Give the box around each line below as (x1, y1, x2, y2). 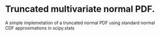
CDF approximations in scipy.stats (5, 25, 75, 31)
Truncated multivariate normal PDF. (5, 3, 155, 15)
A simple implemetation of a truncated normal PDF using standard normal (5, 20, 155, 26)
